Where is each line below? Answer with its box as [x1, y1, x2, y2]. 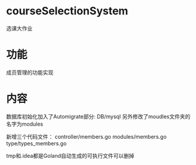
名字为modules [6, 120, 44, 127]
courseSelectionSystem [6, 4, 128, 18]
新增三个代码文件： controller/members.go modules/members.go [6, 133, 167, 140]
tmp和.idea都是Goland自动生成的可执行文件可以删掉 [6, 152, 134, 159]
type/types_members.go [6, 139, 67, 147]
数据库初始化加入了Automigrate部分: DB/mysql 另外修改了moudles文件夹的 [6, 112, 191, 120]
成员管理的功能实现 [6, 69, 54, 76]
